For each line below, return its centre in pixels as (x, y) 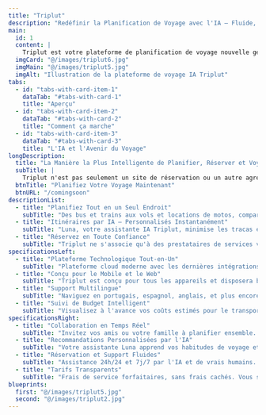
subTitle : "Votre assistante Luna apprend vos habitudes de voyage (136, 348)
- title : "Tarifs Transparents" (69, 370)
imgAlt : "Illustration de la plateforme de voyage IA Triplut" (122, 75)
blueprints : (28, 384)
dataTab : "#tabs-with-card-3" (72, 141)
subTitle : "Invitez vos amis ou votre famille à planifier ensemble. (140, 333)
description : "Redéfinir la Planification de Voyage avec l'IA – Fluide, (133, 23)
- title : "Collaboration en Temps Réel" (83, 325)
